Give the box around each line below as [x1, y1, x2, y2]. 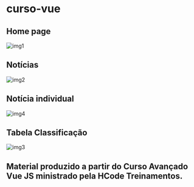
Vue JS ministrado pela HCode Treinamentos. [6, 171, 183, 181]
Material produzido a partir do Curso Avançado [6, 161, 189, 172]
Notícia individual [6, 94, 74, 104]
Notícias [6, 60, 39, 70]
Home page [6, 26, 51, 37]
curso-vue [6, 2, 61, 16]
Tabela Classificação [6, 127, 88, 138]
